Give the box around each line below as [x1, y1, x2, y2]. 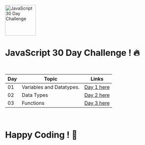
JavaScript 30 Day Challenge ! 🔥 [5, 48, 140, 58]
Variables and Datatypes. [22, 83, 80, 90]
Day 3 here [84, 99, 110, 106]
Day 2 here [84, 92, 110, 98]
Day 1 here [84, 83, 110, 90]
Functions [22, 99, 45, 106]
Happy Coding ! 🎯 [5, 129, 78, 141]
